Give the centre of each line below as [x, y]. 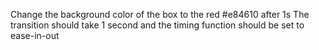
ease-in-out [35, 35]
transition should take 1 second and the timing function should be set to [157, 25]
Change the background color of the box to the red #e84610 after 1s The [160, 14]
